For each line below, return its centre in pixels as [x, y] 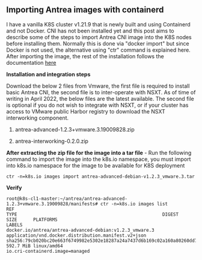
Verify [14, 187]
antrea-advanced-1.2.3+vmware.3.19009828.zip [75, 129]
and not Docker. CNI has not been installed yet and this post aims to [90, 31]
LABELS [14, 225]
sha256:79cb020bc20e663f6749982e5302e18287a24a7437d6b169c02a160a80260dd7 [102, 240]
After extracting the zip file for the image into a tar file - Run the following [99, 153]
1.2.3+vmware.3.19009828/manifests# [52, 204]
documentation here [31, 62]
